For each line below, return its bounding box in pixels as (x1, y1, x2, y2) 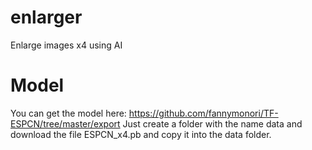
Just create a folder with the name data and (122, 117, 303, 130)
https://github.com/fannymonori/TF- (128, 107, 279, 119)
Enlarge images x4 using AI (10, 39, 123, 51)
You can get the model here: (10, 107, 127, 119)
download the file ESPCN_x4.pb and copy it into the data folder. (10, 128, 272, 140)
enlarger (10, 6, 83, 29)
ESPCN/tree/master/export (10, 117, 121, 130)
